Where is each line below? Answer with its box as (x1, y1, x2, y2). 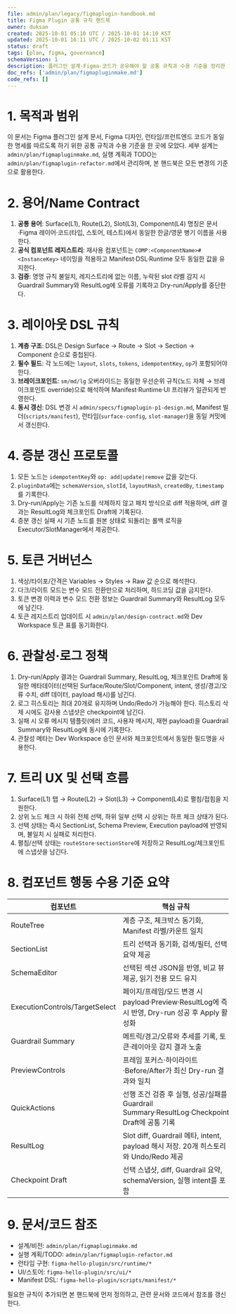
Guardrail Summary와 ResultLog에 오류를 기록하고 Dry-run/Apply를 (17, 281, 208, 290)
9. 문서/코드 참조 (7, 1217, 98, 1233)
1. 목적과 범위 (7, 108, 79, 124)
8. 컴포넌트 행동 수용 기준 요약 (7, 875, 170, 891)
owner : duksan (7, 23, 49, 30)
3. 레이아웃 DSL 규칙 (7, 317, 119, 333)
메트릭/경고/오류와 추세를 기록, (122, 1031, 218, 1041)
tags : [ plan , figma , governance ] (7, 50, 105, 57)
